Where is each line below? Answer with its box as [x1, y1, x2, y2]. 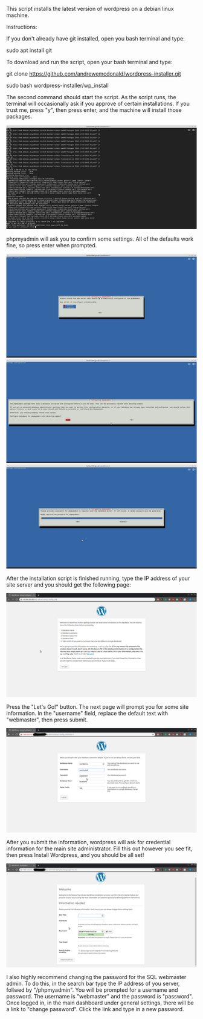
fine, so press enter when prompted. [6, 241, 97, 249]
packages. [6, 113, 33, 120]
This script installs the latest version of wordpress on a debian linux [6, 5, 174, 12]
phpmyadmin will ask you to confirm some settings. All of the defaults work [6, 235, 194, 243]
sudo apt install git [6, 47, 53, 54]
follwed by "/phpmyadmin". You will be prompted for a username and [6, 986, 178, 994]
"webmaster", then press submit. [6, 716, 88, 723]
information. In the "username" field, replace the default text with [6, 710, 168, 717]
